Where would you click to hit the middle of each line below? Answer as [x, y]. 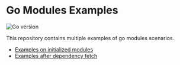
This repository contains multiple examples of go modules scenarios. [90, 38]
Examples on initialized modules [54, 49]
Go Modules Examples [62, 10]
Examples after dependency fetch [56, 56]
